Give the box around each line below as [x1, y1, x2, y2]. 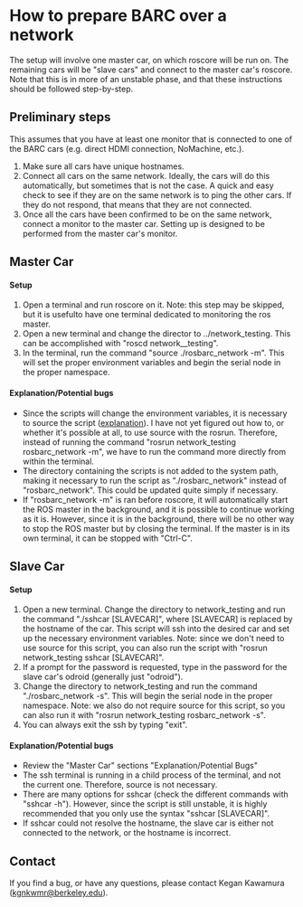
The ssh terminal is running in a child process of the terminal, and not [22, 770, 281, 780]
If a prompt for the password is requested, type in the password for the [22, 662, 288, 673]
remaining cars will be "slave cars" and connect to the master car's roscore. [9, 64, 293, 75]
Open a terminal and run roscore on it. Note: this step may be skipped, [22, 299, 285, 310]
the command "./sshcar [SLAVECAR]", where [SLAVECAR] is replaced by [22, 614, 293, 625]
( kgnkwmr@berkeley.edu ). [9, 887, 109, 898]
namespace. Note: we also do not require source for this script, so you [22, 700, 286, 711]
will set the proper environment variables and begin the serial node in [22, 357, 281, 368]
